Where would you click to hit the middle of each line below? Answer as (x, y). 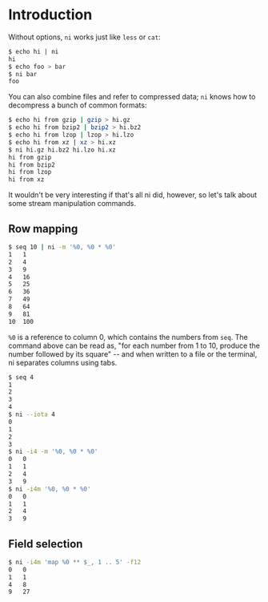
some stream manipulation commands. (72, 204)
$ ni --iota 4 (32, 414)
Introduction (50, 15)
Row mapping (43, 229)
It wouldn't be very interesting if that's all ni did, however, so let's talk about (133, 195)
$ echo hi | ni (34, 51)
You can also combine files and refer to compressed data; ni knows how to (132, 97)
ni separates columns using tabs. (63, 362)
